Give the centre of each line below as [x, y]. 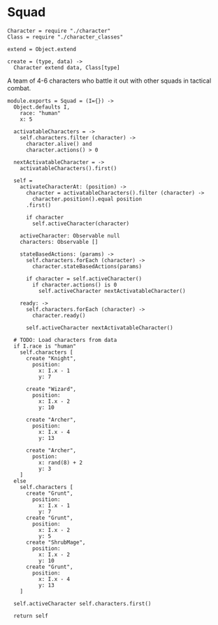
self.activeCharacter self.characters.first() [82, 603]
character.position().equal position [87, 199]
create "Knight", [51, 358]
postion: [45, 456]
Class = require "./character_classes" [65, 37]
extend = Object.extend [42, 49]
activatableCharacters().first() [68, 168]
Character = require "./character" [59, 31]
